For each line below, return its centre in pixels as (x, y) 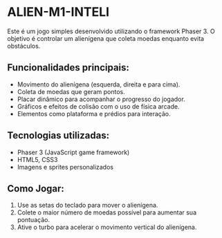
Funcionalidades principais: (68, 67)
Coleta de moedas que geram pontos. (71, 91)
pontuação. (34, 220)
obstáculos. (24, 46)
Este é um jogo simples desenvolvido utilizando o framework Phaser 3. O (111, 31)
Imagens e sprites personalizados (65, 167)
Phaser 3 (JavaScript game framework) (73, 152)
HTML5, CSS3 (37, 159)
